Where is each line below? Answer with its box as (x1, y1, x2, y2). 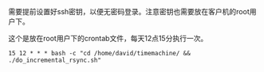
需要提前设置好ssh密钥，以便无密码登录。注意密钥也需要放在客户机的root (8, 7, 250, 16)
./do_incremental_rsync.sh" (8, 56, 102, 64)
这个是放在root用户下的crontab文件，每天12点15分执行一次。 (8, 34, 208, 43)
